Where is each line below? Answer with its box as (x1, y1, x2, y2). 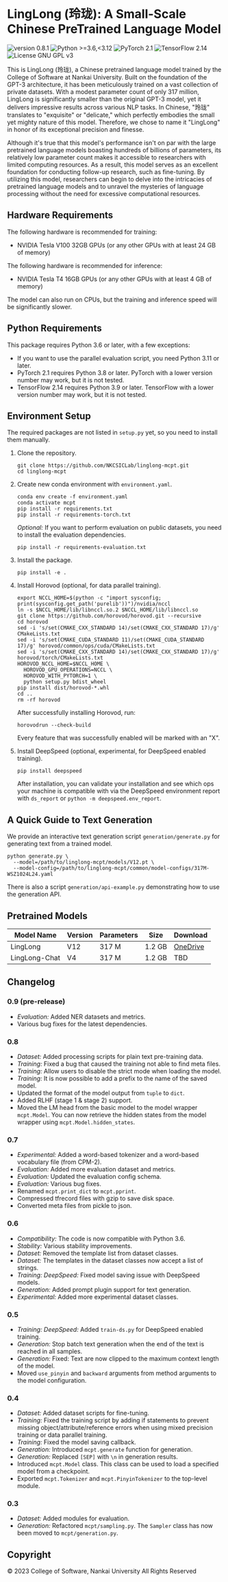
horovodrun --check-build (16, 722, 91, 729)
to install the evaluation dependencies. (16, 531, 127, 539)
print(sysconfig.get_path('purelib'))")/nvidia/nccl (16, 600, 171, 607)
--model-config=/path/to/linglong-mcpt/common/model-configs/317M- (13, 865, 210, 872)
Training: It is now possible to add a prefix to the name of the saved (16, 1074, 207, 1082)
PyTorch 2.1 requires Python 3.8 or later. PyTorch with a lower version (16, 368, 213, 377)
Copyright (7, 1548, 51, 1560)
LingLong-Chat (10, 953, 60, 962)
